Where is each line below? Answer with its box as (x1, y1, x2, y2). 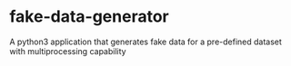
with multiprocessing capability (9, 45, 126, 56)
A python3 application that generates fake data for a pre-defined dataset (9, 36, 282, 47)
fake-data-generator (9, 6, 170, 27)
